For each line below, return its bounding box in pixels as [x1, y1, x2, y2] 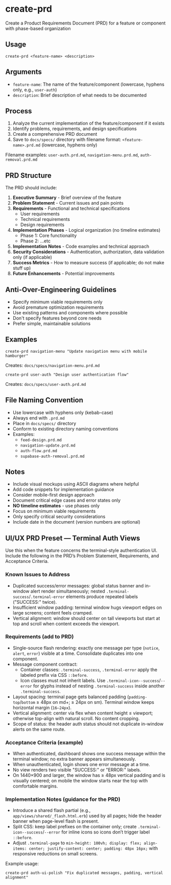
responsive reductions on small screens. [12, 851, 98, 857]
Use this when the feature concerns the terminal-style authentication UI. [5, 547, 157, 554]
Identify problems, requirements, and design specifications [12, 126, 137, 132]
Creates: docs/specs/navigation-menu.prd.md [5, 362, 100, 368]
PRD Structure [5, 171, 52, 180]
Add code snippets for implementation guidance [12, 486, 114, 493]
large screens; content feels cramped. [12, 609, 93, 616]
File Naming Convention [5, 396, 83, 405]
